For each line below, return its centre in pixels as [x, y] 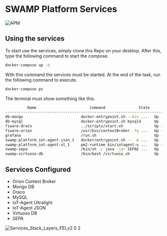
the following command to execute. [41, 80]
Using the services [35, 39]
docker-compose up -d [28, 65]
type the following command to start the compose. [57, 56]
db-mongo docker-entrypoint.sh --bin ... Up [82, 117]
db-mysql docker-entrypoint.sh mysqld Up [82, 121]
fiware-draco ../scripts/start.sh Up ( [84, 126]
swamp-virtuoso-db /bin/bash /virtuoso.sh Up [82, 154]
